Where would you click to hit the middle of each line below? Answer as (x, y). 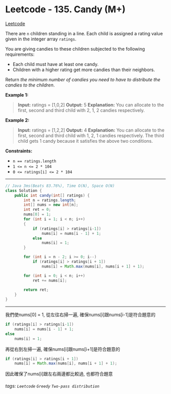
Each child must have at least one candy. (55, 64)
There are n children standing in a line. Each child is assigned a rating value (84, 33)
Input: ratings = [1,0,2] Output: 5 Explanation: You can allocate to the (91, 105)
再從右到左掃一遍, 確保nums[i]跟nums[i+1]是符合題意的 (63, 349)
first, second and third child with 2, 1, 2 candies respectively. (81, 110)
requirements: (20, 54)
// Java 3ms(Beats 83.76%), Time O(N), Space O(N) (60, 186)
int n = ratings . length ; (50, 200)
